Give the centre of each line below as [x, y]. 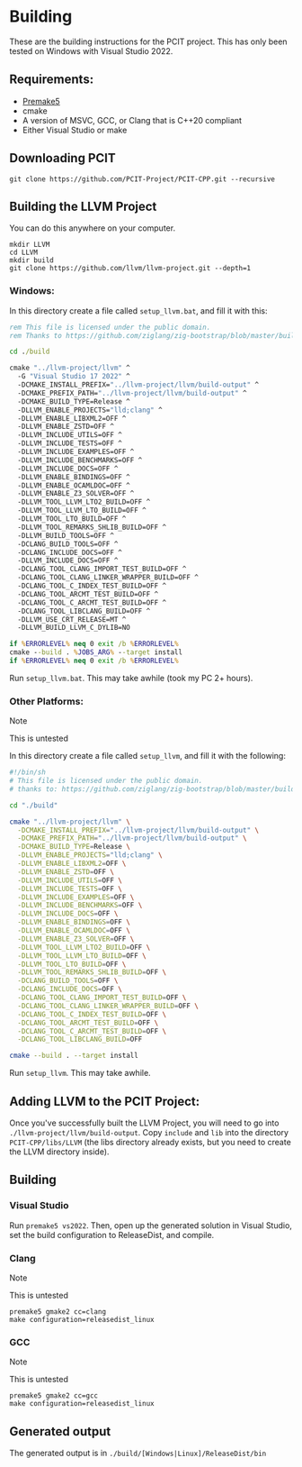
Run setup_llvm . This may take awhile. [80, 1073]
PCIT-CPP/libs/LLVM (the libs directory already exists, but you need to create [151, 1143]
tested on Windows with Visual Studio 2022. [91, 50]
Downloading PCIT [62, 158]
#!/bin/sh [28, 772]
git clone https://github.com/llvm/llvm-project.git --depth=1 [130, 269]
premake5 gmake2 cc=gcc [54, 1396]
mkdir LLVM [30, 245]
